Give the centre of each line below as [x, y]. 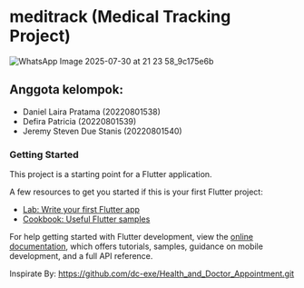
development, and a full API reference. [81, 256]
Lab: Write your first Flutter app [81, 210]
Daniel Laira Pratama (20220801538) [92, 112]
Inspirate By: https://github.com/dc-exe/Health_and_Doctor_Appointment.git [152, 273]
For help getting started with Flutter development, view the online [132, 237]
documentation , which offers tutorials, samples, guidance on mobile [136, 246]
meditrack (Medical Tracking [120, 17]
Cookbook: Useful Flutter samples [86, 219]
